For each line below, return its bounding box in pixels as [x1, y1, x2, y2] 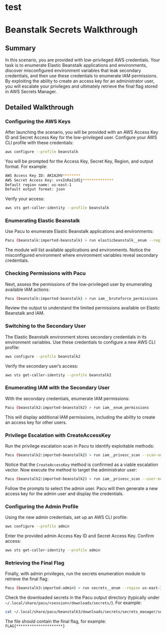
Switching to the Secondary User [5, 323, 86, 330]
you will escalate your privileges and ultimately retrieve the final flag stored [5, 83, 158, 89]
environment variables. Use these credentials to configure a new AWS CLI [5, 339, 156, 345]
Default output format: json [5, 187, 65, 192]
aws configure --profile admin [5, 524, 70, 529]
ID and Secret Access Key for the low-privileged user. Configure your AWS [5, 134, 157, 140]
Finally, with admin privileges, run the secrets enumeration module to [5, 571, 146, 576]
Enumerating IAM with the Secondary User [5, 384, 110, 391]
